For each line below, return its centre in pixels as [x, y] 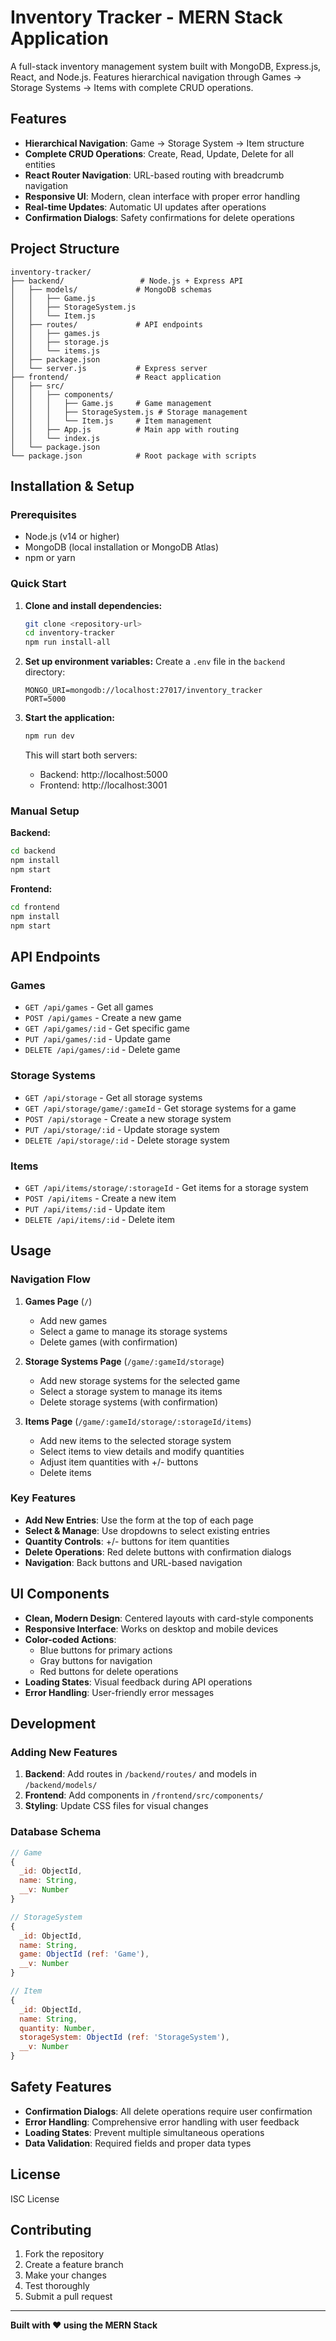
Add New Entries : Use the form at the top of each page [139, 1520]
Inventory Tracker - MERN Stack [146, 17]
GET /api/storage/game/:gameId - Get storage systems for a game [160, 1108]
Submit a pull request [68, 2297]
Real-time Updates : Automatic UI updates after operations [145, 207]
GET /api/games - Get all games [89, 1007]
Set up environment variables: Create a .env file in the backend [155, 662]
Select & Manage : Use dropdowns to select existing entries [147, 1530]
